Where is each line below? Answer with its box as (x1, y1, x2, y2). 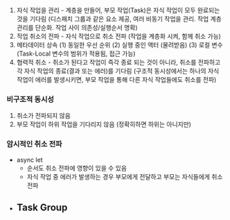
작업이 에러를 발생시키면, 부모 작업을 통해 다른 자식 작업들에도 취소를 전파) (16, 76, 217, 83)
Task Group (16, 201, 68, 213)
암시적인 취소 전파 (6, 139, 63, 149)
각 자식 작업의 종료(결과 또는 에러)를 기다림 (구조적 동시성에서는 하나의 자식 (16, 67, 220, 75)
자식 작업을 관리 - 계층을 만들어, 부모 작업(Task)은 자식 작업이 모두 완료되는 (16, 6, 220, 14)
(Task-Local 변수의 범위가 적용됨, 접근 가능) (16, 49, 136, 58)
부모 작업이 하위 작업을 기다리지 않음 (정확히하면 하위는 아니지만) (16, 120, 192, 128)
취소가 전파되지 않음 (16, 112, 71, 120)
